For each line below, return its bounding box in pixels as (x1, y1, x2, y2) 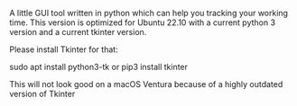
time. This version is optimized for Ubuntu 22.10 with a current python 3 (9, 17, 276, 28)
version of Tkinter (9, 89, 76, 99)
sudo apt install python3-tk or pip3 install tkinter (9, 62, 188, 72)
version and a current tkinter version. (9, 27, 147, 37)
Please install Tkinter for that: (9, 44, 119, 55)
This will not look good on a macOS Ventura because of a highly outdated (9, 79, 283, 89)
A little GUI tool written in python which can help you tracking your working (9, 8, 289, 18)
